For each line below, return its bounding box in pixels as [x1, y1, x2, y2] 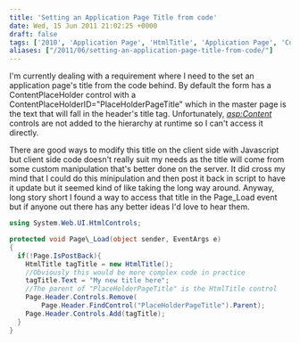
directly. [9, 127, 39, 138]
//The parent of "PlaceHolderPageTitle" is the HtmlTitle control [25, 284, 278, 294]
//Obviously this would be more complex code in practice [25, 268, 246, 277]
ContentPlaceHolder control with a [9, 90, 137, 101]
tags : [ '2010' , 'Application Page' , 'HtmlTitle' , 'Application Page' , [9, 37, 278, 47]
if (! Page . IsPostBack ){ [17, 251, 102, 260]
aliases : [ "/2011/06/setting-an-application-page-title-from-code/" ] [9, 46, 274, 55]
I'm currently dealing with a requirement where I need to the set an [9, 70, 254, 81]
